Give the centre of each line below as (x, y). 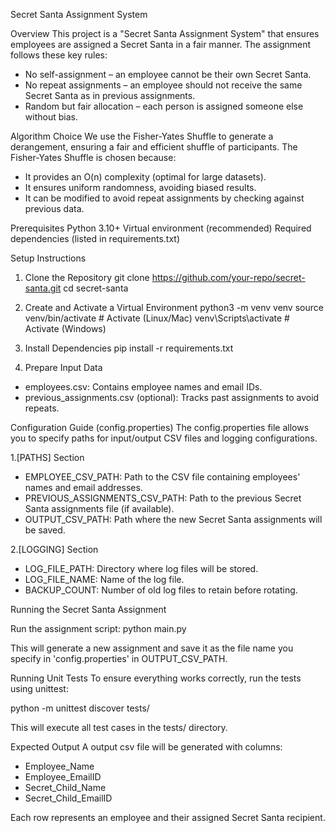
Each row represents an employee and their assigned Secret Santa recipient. (168, 817)
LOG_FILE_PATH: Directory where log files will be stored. (141, 568)
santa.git (43, 288)
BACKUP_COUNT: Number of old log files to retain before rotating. (161, 590)
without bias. (51, 117)
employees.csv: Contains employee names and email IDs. (143, 387)
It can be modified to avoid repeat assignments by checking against (164, 198)
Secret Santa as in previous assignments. (110, 95)
